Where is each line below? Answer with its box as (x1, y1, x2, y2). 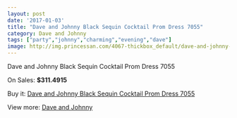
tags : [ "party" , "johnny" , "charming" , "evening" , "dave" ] (7, 37, 172, 44)
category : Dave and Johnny (7, 29, 87, 37)
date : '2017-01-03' (7, 17, 65, 24)
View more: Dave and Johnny (7, 103, 93, 111)
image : (7, 43, 27, 50)
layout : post (7, 10, 46, 18)
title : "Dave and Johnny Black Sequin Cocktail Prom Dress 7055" (7, 23, 203, 30)
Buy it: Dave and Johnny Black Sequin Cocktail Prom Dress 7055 (7, 89, 195, 98)
